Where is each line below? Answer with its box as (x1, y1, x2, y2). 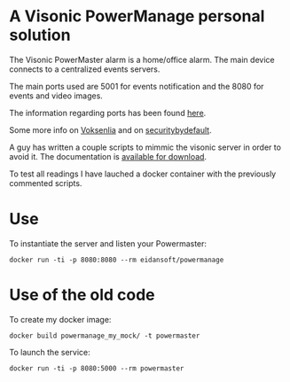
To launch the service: (9, 347, 90, 357)
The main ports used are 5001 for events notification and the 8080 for (9, 81, 264, 91)
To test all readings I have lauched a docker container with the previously (9, 168, 277, 179)
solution (9, 25, 71, 45)
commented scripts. (9, 177, 82, 188)
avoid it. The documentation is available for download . (9, 151, 207, 161)
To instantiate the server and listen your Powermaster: (9, 238, 207, 249)
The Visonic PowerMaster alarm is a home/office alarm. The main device (9, 54, 275, 65)
